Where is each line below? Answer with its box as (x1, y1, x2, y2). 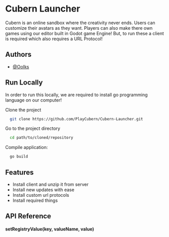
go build (10, 154, 28, 159)
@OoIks (12, 63, 29, 69)
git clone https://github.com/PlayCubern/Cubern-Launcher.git (10, 116, 143, 121)
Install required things (12, 197, 58, 203)
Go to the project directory (5, 125, 61, 131)
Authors (5, 50, 32, 59)
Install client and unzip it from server (12, 182, 89, 187)
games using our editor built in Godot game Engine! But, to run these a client (5, 30, 164, 36)
